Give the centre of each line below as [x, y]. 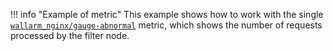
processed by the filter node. [70, 35]
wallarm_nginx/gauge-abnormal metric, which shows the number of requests [166, 25]
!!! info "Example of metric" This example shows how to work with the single [167, 14]
